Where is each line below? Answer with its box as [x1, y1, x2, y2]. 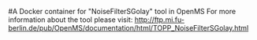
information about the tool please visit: [8, 15, 133, 24]
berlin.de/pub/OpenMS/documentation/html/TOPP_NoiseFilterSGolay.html [8, 24, 249, 32]
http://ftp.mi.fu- [134, 15, 185, 24]
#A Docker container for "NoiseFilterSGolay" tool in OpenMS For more [8, 7, 237, 16]
